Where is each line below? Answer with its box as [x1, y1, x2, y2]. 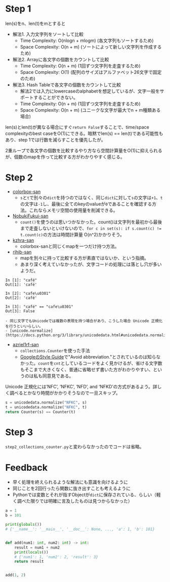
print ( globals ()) [5, 522, 42, 527]
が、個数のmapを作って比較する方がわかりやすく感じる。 [5, 154, 125, 160]
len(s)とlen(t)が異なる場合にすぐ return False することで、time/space [5, 124, 149, 130]
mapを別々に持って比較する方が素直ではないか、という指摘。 [20, 255, 149, 261]
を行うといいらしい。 [5, 324, 43, 329]
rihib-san [12, 249, 32, 255]
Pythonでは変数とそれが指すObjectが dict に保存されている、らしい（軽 [12, 491, 161, 498]
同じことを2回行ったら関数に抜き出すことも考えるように [12, 485, 131, 491]
